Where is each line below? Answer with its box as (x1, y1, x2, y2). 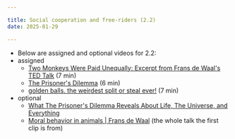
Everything (28, 109, 60, 117)
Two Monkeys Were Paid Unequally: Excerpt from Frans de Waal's (28, 64, 221, 72)
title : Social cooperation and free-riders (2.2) (7, 16, 157, 23)
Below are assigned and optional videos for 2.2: (17, 49, 157, 57)
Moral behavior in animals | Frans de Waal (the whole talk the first (28, 116, 219, 124)
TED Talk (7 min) (28, 71, 76, 80)
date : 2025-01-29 (7, 23, 59, 30)
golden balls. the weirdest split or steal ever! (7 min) (28, 86, 179, 95)
